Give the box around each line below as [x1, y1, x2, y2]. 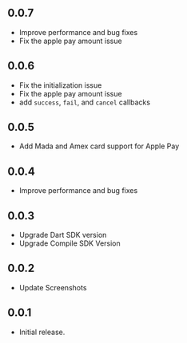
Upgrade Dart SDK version [18, 231, 107, 240]
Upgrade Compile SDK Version [18, 239, 121, 248]
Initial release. [18, 327, 66, 337]
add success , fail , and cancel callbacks [18, 97, 151, 107]
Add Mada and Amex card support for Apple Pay [18, 141, 180, 151]
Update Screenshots [18, 282, 87, 292]
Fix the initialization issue [18, 80, 102, 90]
